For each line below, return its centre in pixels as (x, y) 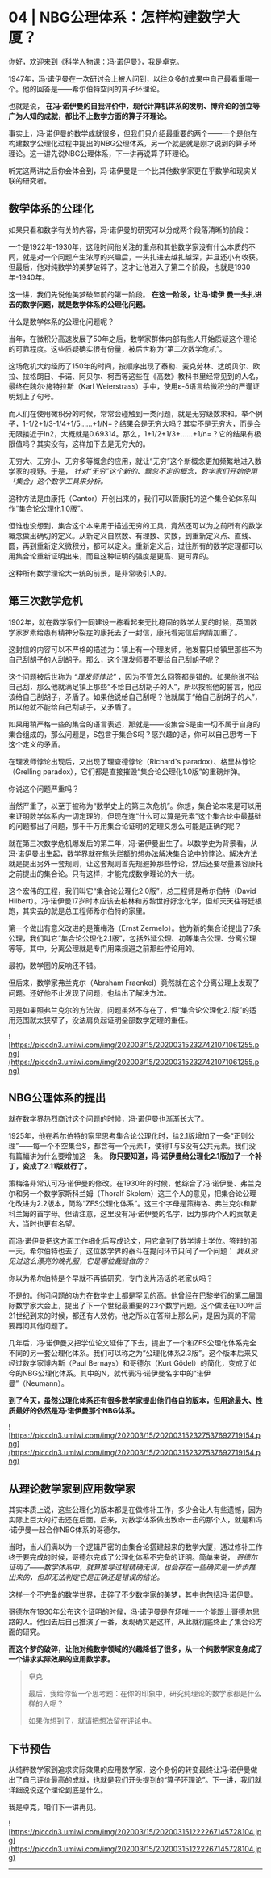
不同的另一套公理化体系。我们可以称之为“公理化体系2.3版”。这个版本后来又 (133, 1353)
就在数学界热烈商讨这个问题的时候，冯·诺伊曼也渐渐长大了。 (108, 1119)
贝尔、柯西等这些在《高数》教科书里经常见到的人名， (174, 376)
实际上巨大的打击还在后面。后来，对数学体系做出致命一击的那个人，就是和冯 (135, 1520)
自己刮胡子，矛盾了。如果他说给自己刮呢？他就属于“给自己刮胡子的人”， (142, 697)
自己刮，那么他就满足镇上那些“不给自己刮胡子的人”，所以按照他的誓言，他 (132, 686)
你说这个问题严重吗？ (44, 789)
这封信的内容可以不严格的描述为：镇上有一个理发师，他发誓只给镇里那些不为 (135, 649)
